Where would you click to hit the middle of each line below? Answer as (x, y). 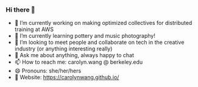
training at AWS (34, 29)
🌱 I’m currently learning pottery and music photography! (85, 36)
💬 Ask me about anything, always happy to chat (74, 55)
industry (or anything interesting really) (63, 49)
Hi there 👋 (21, 10)
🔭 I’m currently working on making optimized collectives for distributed (103, 23)
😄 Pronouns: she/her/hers (48, 71)
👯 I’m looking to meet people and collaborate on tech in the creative (99, 43)
